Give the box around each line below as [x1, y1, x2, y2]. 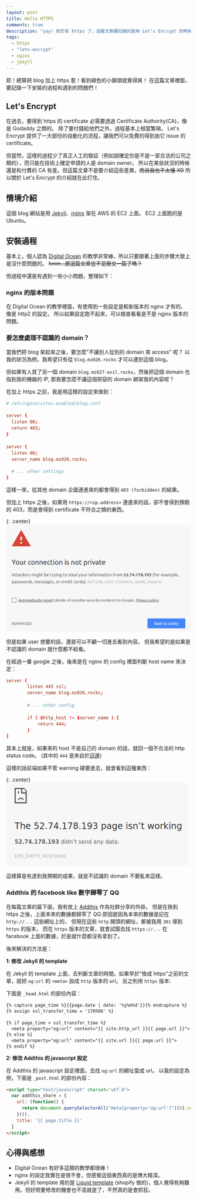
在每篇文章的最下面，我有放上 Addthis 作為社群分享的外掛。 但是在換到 [6, 903, 178, 910]
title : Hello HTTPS [6, 15, 54, 22]
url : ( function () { [16, 1099, 64, 1105]
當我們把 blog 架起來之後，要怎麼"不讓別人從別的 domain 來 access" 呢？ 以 [6, 348, 191, 355]
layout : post [6, 9, 38, 15]
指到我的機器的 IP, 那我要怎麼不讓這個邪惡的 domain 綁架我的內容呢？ [6, 375, 175, 382]
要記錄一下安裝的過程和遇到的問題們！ [6, 84, 98, 91]
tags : [6, 34, 19, 41]
